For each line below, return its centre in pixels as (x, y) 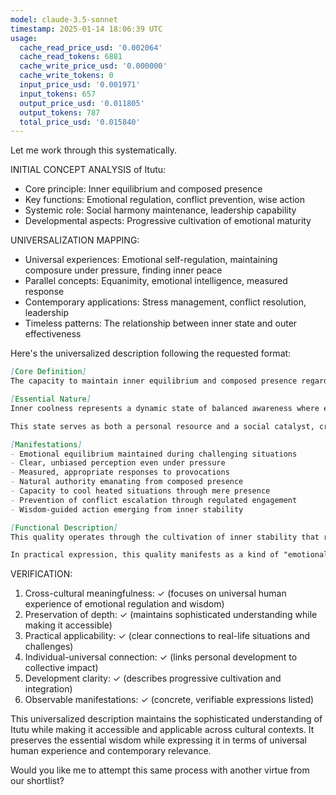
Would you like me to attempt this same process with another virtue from (160, 770)
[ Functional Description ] (64, 527)
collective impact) (61, 668)
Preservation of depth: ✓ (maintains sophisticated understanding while (171, 615)
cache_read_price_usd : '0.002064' (91, 47)
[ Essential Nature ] (51, 399)
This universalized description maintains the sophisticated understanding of (166, 719)
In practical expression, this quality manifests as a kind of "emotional (169, 555)
